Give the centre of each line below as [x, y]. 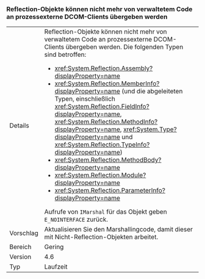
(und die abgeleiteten [152, 92]
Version [20, 257]
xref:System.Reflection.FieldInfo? [102, 107]
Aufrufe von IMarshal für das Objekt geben [106, 212]
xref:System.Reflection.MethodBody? [108, 160]
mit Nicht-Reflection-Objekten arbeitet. [101, 237]
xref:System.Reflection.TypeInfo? [102, 145]
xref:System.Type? [150, 129]
